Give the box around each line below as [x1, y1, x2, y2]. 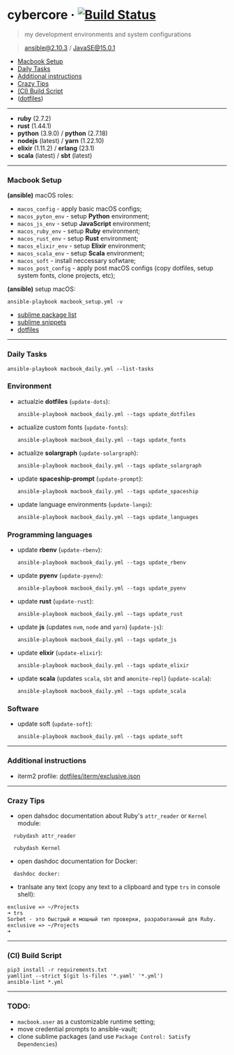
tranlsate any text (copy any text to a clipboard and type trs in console [17, 883, 221, 891]
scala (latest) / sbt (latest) [17, 151, 93, 160]
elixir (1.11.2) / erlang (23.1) [17, 144, 95, 152]
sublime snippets [17, 318, 67, 327]
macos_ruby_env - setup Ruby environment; [17, 227, 141, 235]
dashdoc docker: [13, 871, 61, 878]
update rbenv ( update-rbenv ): [17, 546, 102, 554]
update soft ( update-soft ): [17, 719, 93, 728]
